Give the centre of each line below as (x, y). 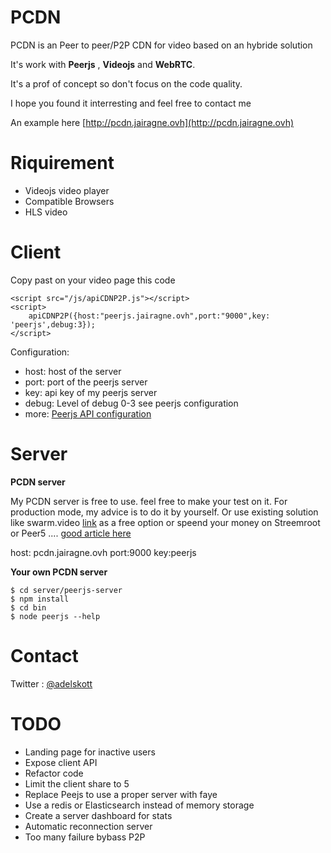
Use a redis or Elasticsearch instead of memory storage (139, 805)
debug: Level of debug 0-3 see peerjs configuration (131, 403)
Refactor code (54, 773)
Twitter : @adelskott (51, 683)
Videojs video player (67, 190)
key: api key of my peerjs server (91, 392)
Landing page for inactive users (90, 752)
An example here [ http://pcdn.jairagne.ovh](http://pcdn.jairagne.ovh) (152, 122)
